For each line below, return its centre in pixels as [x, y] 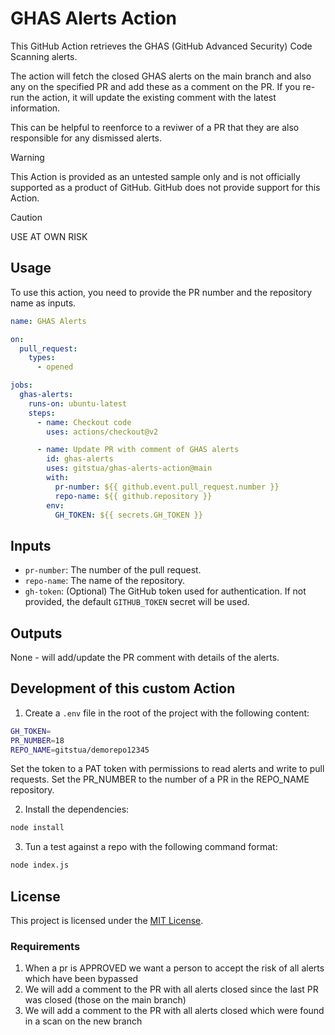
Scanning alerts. [44, 56]
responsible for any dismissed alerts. [86, 138]
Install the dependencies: [77, 809]
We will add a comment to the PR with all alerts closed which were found [174, 1011]
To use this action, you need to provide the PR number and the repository [161, 292]
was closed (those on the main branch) [105, 1000]
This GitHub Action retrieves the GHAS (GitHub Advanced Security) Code [161, 46]
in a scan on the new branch [83, 1021]
